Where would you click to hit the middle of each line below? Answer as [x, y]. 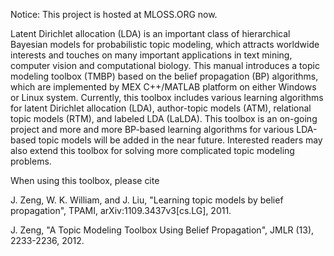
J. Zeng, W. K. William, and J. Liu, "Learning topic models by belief [147, 200]
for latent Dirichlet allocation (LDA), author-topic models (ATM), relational [161, 108]
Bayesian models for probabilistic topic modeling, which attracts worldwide [165, 44]
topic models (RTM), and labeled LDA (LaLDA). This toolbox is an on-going [164, 118]
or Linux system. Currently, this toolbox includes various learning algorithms [167, 97]
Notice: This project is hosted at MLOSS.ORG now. [114, 14]
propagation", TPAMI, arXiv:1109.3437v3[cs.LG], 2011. [121, 210]
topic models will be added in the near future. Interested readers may [180, 140]
